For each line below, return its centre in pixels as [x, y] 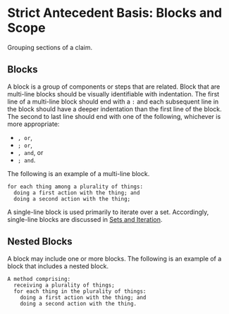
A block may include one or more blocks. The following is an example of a [114, 258]
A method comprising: [39, 279]
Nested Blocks [40, 242]
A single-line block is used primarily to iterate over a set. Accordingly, [108, 212]
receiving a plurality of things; [64, 285]
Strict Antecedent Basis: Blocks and [115, 13]
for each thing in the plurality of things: [80, 291]
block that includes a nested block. [58, 266]
